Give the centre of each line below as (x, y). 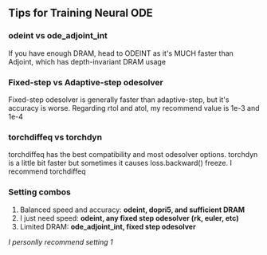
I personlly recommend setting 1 (61, 241)
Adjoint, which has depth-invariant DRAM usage (87, 61)
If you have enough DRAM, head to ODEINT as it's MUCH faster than (121, 53)
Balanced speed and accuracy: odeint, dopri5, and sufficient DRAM (132, 210)
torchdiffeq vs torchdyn (55, 137)
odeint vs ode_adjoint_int (58, 36)
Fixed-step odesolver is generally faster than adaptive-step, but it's (119, 100)
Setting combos (40, 192)
